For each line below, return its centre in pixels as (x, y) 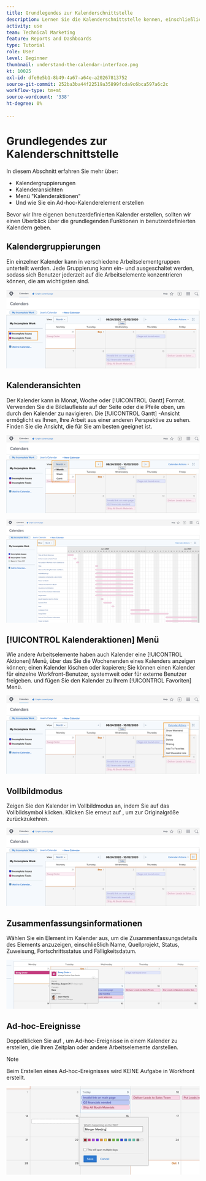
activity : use (25, 26)
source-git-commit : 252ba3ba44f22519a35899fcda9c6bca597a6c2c (87, 84)
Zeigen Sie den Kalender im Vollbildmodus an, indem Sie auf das (88, 806)
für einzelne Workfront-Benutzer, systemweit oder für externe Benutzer (97, 674)
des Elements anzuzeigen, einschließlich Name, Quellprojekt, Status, (93, 944)
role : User (20, 52)
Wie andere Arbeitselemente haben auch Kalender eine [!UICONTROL (94, 655)
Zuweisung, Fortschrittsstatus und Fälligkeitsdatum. (71, 951)
